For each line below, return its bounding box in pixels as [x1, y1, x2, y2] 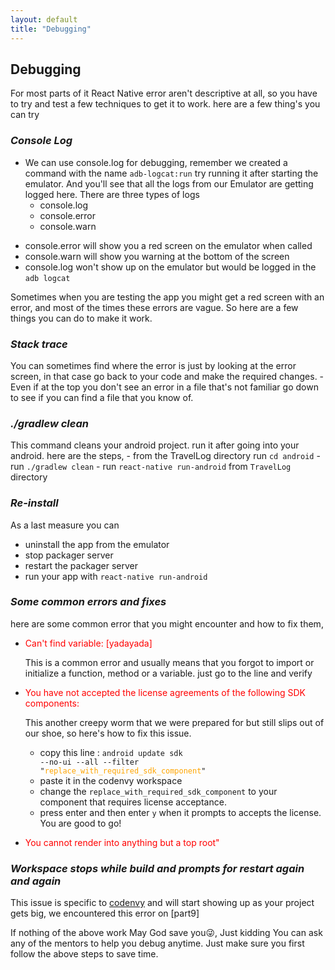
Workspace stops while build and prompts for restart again [10, 861, 305, 875]
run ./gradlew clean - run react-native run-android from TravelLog [10, 461, 292, 473]
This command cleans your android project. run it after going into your [10, 439, 300, 451]
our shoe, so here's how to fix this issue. [24, 727, 192, 739]
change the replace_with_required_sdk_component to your [39, 785, 278, 797]
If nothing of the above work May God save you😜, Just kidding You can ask [10, 927, 323, 939]
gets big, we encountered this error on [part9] [10, 907, 200, 920]
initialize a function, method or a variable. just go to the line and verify [24, 667, 313, 679]
